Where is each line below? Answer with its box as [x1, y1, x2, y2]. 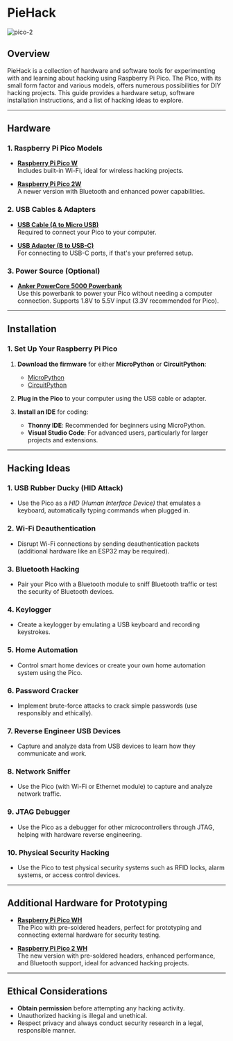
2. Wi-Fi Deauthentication [7, 524, 96, 533]
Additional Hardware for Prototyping [7, 897, 168, 909]
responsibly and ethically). [17, 708, 94, 717]
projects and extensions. [27, 435, 98, 444]
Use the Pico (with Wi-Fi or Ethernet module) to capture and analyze [17, 783, 213, 791]
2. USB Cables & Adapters [7, 205, 96, 215]
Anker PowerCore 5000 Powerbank [17, 282, 123, 290]
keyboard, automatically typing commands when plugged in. [17, 506, 191, 515]
